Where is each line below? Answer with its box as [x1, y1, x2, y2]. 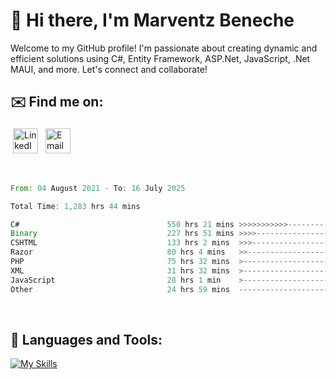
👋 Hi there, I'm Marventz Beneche [10, 9, 295, 32]
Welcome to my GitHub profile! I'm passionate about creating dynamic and [10, 42, 318, 54]
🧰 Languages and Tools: [10, 331, 163, 348]
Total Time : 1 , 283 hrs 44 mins [10, 201, 141, 211]
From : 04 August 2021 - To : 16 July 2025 [10, 183, 186, 193]
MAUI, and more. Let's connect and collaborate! [10, 63, 208, 75]
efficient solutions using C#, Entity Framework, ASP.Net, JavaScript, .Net [10, 52, 311, 64]
